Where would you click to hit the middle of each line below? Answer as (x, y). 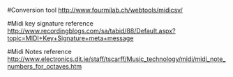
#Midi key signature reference (51, 23)
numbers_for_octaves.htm (45, 66)
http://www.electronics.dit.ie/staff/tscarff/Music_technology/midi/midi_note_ (116, 59)
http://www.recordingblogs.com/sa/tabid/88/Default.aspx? (91, 31)
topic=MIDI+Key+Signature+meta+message (70, 38)
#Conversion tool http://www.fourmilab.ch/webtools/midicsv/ (95, 10)
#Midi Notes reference (39, 52)
